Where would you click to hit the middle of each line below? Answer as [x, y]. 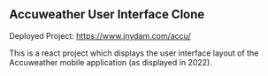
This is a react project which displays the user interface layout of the [134, 53]
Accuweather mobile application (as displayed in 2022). [111, 62]
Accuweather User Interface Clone [107, 15]
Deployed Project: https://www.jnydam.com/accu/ [100, 35]
